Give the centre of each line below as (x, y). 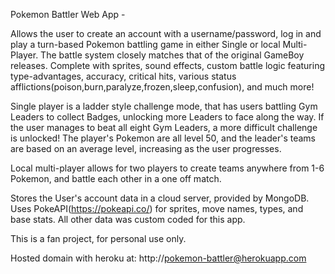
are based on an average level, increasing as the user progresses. (146, 148)
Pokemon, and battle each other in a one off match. (116, 178)
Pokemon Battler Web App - (68, 14)
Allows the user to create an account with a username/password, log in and (166, 33)
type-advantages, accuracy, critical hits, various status (123, 76)
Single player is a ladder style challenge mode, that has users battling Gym (164, 106)
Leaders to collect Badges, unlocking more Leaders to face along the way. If (167, 117)
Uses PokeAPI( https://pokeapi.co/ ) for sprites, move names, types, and (157, 208)
